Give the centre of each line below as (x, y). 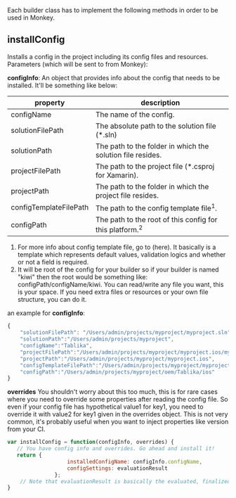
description (160, 103)
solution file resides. (129, 155)
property (50, 103)
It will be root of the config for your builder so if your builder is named (118, 269)
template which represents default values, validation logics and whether (122, 255)
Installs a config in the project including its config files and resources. (108, 56)
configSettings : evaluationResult (118, 468)
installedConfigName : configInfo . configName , (135, 461)
